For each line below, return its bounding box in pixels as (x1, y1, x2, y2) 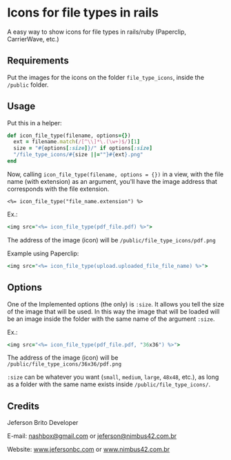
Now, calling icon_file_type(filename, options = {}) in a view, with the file (7, 170, 224, 178)
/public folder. (7, 81, 49, 89)
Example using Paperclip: (7, 249, 79, 258)
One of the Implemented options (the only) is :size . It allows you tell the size (7, 300, 225, 308)
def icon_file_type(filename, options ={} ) (7, 132, 131, 139)
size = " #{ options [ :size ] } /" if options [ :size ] (13, 145, 153, 152)
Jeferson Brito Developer (7, 419, 79, 427)
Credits (7, 400, 40, 412)
